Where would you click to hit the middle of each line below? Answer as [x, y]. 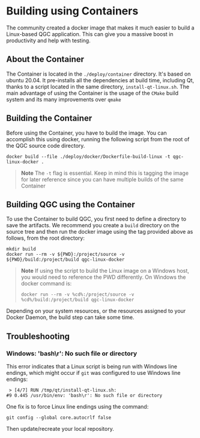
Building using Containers [72, 11]
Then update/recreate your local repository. [60, 429]
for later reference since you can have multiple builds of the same [102, 179]
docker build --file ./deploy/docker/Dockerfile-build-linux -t [88, 157]
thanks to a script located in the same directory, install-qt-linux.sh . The [98, 87]
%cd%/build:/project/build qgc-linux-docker [77, 300]
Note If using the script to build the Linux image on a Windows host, [105, 271]
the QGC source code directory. [46, 145]
